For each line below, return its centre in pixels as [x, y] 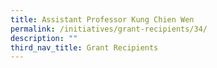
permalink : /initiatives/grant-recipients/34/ [109, 29]
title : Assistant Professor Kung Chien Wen [102, 19]
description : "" [44, 38]
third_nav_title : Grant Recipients [84, 47]
